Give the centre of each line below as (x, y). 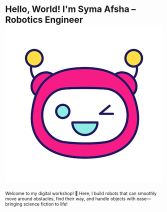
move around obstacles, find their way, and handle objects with (70, 198)
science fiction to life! (45, 204)
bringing (14, 204)
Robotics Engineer (44, 20)
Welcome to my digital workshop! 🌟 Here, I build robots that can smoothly (81, 193)
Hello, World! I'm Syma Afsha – (70, 9)
